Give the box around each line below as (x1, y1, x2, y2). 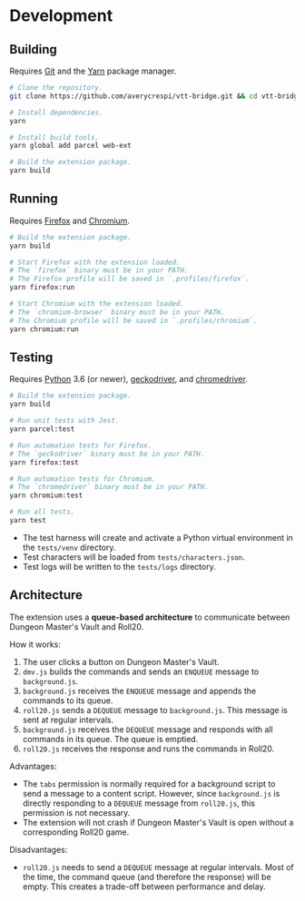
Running (9, 191, 59, 207)
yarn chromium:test (9, 491, 84, 500)
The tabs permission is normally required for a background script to (22, 778, 276, 789)
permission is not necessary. (22, 807, 131, 818)
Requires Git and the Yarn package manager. (9, 65, 177, 76)
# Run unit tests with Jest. (9, 416, 120, 426)
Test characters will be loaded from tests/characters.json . (22, 551, 245, 563)
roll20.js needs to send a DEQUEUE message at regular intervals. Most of (22, 861, 294, 872)
